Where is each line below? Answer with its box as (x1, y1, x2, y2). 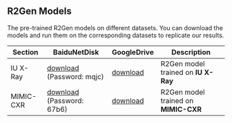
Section (12, 47, 39, 57)
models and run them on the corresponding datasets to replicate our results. (7, 31, 224, 39)
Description (171, 47, 211, 57)
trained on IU (160, 67, 202, 77)
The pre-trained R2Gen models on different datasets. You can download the (7, 23, 223, 32)
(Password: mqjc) (47, 71, 105, 81)
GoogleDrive (111, 47, 154, 57)
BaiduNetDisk (52, 47, 99, 57)
